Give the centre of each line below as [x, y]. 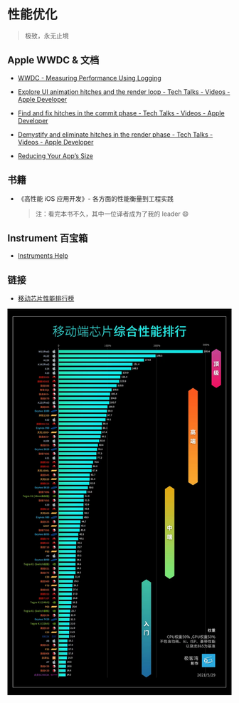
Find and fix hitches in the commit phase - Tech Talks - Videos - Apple [121, 113]
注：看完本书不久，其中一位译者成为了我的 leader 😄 [112, 214]
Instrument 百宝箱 [48, 238]
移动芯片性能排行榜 [46, 298]
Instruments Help [43, 256]
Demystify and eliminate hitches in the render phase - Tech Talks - [115, 134]
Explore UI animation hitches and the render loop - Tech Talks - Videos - [124, 92]
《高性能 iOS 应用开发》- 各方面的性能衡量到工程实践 [96, 198]
